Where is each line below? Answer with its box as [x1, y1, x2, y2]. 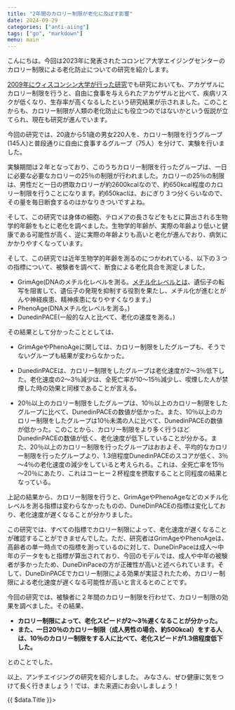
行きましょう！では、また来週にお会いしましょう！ [31, 682, 180, 690]
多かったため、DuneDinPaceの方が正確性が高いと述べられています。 [19, 560, 218, 569]
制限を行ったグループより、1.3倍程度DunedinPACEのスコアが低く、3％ [23, 452, 229, 460]
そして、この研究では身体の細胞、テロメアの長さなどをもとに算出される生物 [7, 213, 228, 221]
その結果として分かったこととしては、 [7, 328, 118, 336]
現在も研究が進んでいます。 [32, 115, 112, 124]
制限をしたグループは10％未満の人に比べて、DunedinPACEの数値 [36, 416, 223, 425]
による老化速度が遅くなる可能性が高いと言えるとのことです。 [13, 578, 191, 586]
